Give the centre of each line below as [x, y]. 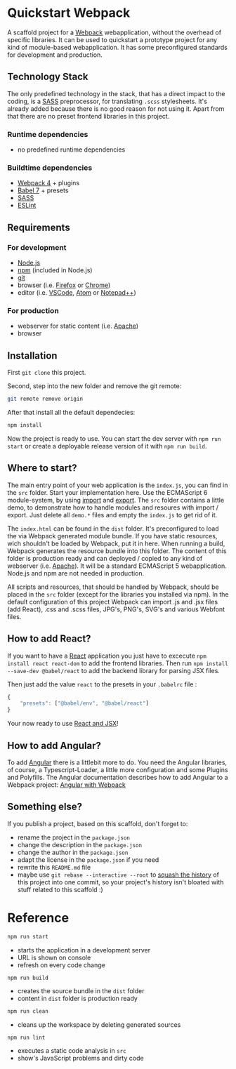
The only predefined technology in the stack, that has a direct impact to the [116, 93]
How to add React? [49, 639]
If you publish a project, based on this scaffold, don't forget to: [98, 823]
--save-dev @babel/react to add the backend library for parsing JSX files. [113, 670]
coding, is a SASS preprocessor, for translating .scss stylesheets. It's [107, 101]
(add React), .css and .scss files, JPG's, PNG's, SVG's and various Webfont [116, 609]
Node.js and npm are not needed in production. [76, 573]
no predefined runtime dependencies [71, 150]
